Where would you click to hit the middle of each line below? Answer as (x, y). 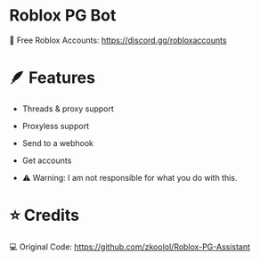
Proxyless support (55, 126)
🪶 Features (53, 78)
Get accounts (47, 160)
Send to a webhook (57, 143)
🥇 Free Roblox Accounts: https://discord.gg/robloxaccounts (118, 40)
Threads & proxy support (68, 109)
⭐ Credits (45, 216)
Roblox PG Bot (63, 16)
